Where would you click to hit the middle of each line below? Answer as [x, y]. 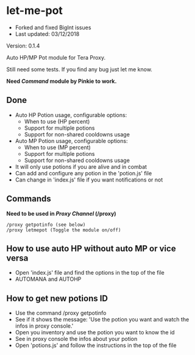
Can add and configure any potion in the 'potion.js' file [83, 173]
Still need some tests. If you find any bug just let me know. [79, 69]
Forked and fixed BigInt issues [53, 27]
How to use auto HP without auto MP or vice [91, 248]
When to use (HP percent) [57, 121]
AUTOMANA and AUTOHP [48, 279]
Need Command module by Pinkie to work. [62, 81]
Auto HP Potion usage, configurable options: [71, 115]
